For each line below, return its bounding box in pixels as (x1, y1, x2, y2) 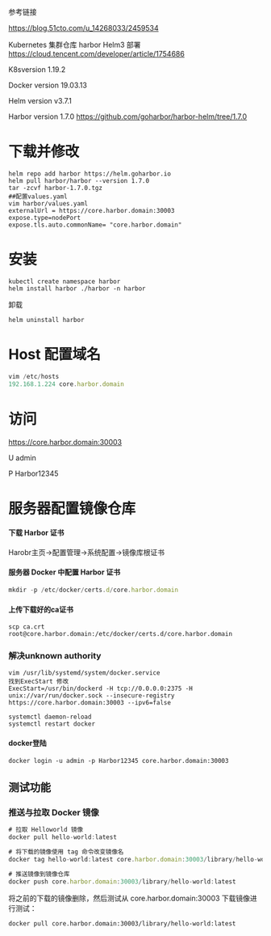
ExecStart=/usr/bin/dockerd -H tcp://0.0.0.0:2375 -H (8, 684, 194, 693)
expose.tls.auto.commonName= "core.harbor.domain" (8, 221, 182, 229)
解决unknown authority (8, 650, 102, 662)
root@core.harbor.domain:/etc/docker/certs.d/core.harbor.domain (8, 630, 232, 638)
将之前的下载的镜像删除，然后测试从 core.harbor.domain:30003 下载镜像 (8, 893, 251, 903)
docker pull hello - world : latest (8, 833, 117, 841)
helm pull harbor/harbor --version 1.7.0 (8, 176, 150, 184)
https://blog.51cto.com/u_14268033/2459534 (8, 23, 159, 32)
